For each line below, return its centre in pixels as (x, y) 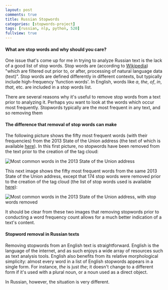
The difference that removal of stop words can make (61, 124)
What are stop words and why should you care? (56, 49)
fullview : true (21, 33)
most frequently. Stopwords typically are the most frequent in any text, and (83, 108)
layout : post (19, 10)
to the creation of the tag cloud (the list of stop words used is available (78, 182)
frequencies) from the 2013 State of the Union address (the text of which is (83, 141)
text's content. (20, 223)
